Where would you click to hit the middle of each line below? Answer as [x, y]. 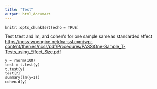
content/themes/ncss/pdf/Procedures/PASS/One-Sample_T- [65, 46]
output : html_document [28, 14]
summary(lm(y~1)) [23, 77]
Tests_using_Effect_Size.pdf [33, 52]
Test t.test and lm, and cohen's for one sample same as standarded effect [79, 36]
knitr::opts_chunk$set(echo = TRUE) [42, 27]
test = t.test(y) [23, 65]
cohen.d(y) [16, 82]
